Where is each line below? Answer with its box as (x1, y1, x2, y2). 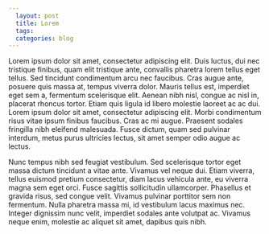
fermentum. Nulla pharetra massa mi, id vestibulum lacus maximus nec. (8, 200, 246, 210)
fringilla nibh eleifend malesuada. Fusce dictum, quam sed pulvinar (8, 125, 231, 134)
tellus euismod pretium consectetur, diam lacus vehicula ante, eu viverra (8, 174, 249, 184)
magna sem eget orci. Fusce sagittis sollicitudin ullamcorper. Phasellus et (8, 183, 251, 193)
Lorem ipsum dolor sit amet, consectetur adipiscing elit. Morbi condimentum (8, 108, 262, 117)
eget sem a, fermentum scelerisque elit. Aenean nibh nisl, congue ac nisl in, (8, 90, 259, 101)
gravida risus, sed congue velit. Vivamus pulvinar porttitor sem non (8, 191, 231, 201)
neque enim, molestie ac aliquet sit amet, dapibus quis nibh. (8, 217, 207, 227)
